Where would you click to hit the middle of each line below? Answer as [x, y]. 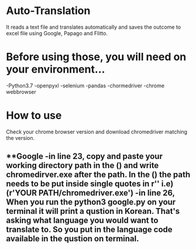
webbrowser [21, 91]
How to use [34, 116]
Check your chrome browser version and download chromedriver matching [97, 132]
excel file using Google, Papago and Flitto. [57, 33]
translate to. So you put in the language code [89, 230]
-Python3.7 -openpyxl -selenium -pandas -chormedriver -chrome [85, 86]
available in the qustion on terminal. [73, 239]
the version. [20, 138]
